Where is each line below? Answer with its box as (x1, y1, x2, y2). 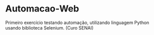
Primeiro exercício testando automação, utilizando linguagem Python (5, 19, 149, 25)
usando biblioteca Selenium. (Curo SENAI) (5, 24, 94, 30)
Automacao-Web (5, 3, 79, 14)
